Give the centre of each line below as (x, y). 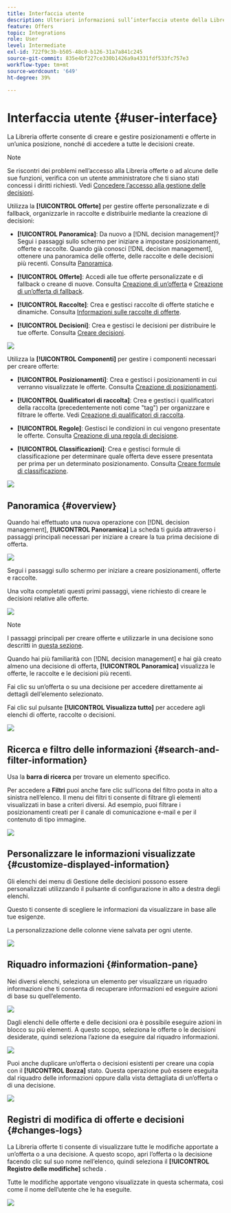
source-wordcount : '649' (43, 71)
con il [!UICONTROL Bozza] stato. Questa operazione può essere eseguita (113, 1070)
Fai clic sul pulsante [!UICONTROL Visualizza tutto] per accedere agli (106, 708)
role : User (23, 39)
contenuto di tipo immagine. (47, 819)
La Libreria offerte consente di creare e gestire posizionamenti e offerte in (112, 137)
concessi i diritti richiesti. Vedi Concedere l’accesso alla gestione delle (107, 185)
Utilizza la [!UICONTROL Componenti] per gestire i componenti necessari (112, 359)
